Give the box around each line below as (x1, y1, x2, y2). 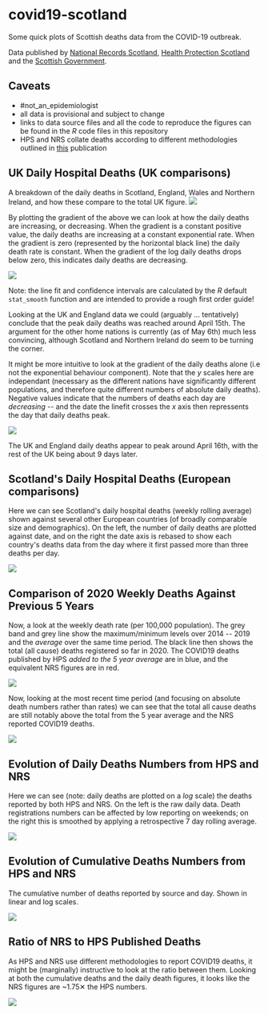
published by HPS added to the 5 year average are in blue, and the (8, 655, 229, 664)
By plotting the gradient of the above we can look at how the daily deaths (8, 212, 250, 222)
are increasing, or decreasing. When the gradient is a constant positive (8, 221, 242, 230)
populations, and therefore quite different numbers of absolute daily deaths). (8, 384, 261, 394)
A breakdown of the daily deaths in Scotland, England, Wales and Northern (8, 187, 255, 197)
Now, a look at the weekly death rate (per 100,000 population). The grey (8, 620, 246, 630)
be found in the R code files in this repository (19, 126, 169, 135)
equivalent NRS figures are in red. (8, 663, 120, 673)
